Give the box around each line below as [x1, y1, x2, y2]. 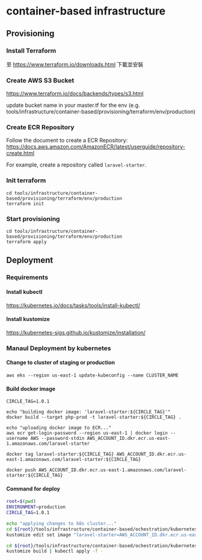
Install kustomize [6, 316, 50, 323]
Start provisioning [6, 214, 60, 223]
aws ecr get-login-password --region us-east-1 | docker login [6, 430, 168, 436]
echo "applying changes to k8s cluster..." [6, 520, 117, 526]
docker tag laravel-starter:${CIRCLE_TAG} [6, 451, 114, 457]
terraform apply [6, 239, 47, 245]
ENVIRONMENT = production [6, 504, 66, 511]
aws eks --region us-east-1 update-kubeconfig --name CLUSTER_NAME [6, 372, 179, 378]
